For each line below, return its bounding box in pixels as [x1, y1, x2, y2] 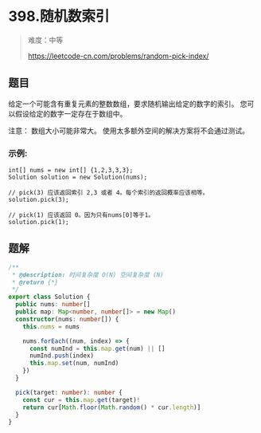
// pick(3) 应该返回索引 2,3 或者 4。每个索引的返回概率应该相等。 [8, 189, 209, 197]
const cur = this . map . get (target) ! [22, 396, 141, 403]
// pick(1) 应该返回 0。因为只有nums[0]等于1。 [8, 211, 155, 219]
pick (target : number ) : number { [15, 388, 123, 396]
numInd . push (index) [29, 352, 94, 360]
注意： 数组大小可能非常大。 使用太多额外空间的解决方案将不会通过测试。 [8, 125, 249, 136]
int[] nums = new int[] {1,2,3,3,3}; [8, 167, 134, 175]
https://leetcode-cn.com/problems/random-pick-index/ [27, 51, 209, 61]
